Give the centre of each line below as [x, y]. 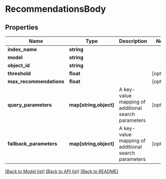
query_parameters [30, 105]
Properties [22, 27]
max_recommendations [36, 81]
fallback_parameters [33, 144]
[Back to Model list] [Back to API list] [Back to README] [62, 171]
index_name [22, 49]
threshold [19, 73]
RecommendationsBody [56, 9]
